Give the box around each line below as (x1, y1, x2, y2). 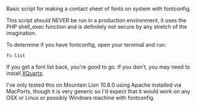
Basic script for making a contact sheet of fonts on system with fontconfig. (6, 5, 191, 12)
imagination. (6, 29, 37, 37)
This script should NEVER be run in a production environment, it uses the (6, 17, 187, 23)
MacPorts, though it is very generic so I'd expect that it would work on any (6, 88, 190, 95)
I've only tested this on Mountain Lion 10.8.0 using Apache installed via (6, 81, 181, 88)
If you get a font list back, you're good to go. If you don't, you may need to (6, 63, 190, 70)
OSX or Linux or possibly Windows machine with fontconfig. (6, 94, 155, 101)
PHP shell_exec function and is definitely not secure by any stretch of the (6, 23, 187, 30)
